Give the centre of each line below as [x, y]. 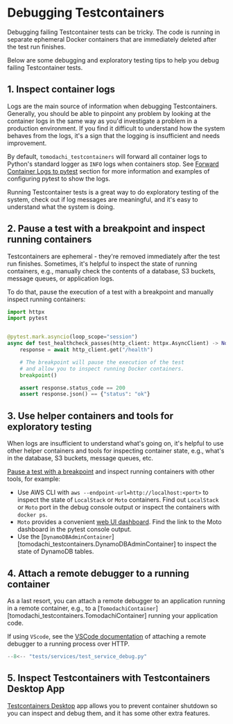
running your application [183, 615]
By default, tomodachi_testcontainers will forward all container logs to [107, 156]
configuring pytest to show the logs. [59, 178]
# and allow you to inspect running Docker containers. [102, 369]
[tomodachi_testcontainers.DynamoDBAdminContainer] [96, 544]
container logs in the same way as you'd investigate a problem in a [102, 121]
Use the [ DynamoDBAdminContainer [64, 537]
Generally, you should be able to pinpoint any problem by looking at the [109, 113]
